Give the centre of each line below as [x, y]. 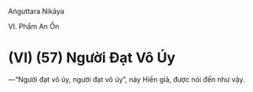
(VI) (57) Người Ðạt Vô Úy [92, 58]
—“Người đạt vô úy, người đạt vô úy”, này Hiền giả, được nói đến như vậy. [126, 79]
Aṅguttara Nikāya [36, 11]
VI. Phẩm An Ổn [34, 26]
